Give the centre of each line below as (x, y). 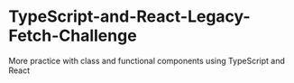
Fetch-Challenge (73, 36)
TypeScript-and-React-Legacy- (129, 17)
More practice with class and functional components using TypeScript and (147, 60)
